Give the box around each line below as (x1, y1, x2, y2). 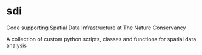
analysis (6, 42, 27, 49)
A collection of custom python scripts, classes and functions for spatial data (6, 35, 197, 42)
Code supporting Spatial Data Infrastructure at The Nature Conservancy (6, 24, 186, 31)
